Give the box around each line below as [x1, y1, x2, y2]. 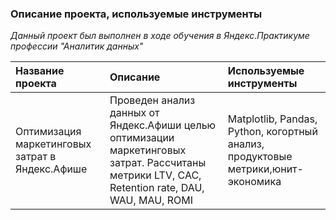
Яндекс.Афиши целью [109, 118, 217, 132]
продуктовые [227, 150, 293, 164]
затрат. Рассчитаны [109, 156, 207, 170]
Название [15, 64, 65, 78]
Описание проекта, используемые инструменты [10, 7, 263, 21]
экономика [227, 175, 282, 189]
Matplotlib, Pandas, [227, 112, 318, 126]
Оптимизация [15, 125, 82, 139]
